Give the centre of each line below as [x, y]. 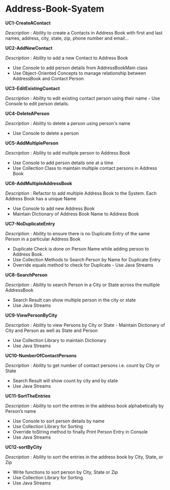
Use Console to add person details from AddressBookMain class [80, 68]
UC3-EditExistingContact [32, 88]
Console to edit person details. [37, 103]
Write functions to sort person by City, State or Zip [65, 472]
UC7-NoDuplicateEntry [30, 224]
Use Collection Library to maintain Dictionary [59, 340]
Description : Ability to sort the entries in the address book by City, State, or [84, 457]
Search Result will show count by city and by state [65, 380]
